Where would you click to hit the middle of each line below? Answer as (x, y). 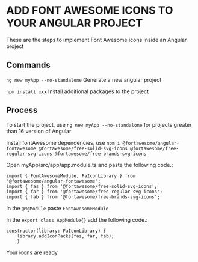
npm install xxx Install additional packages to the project (78, 91)
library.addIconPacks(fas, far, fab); (66, 236)
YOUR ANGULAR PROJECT (75, 23)
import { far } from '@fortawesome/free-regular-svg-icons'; (85, 192)
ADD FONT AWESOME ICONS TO (90, 11)
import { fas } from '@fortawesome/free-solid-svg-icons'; (82, 186)
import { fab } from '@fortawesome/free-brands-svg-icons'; (83, 197)
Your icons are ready (32, 252)
